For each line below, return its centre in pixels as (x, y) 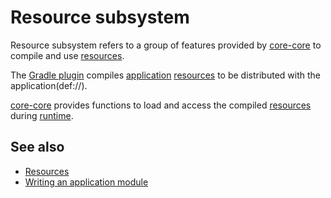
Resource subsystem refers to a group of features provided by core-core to (166, 45)
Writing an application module (86, 182)
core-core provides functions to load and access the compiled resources (161, 105)
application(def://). (49, 85)
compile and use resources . (67, 55)
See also (37, 147)
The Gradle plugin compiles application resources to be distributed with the (165, 75)
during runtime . (42, 115)
